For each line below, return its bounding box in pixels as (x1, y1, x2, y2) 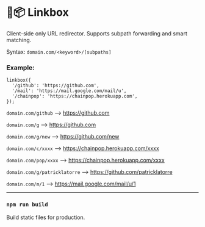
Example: (6, 63, 35, 71)
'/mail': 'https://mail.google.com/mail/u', (12, 88, 127, 94)
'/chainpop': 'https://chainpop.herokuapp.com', (12, 93, 138, 99)
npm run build (6, 201, 48, 208)
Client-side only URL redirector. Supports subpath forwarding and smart (6, 29, 187, 37)
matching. (6, 36, 32, 43)
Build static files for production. (6, 214, 85, 221)
